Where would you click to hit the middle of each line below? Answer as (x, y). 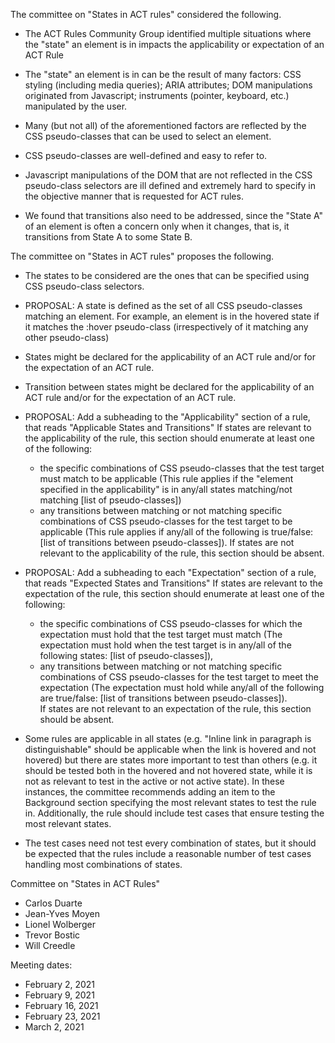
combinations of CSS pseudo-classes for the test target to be (166, 521)
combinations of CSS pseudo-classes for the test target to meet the (179, 677)
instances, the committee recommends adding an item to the (150, 792)
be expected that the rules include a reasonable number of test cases (168, 853)
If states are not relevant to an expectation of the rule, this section (175, 708)
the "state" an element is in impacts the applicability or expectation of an (174, 44)
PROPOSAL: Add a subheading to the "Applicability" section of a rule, (167, 417)
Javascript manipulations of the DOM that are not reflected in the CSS (168, 175)
